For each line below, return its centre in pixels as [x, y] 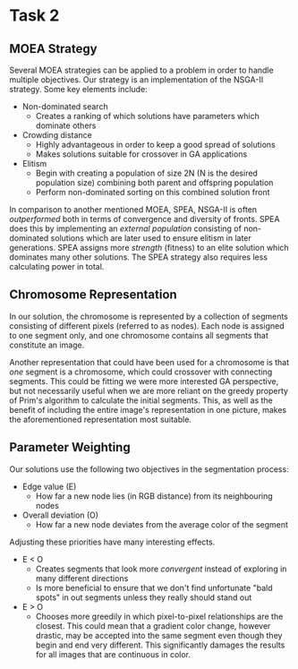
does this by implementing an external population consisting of [125, 228]
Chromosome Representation [93, 295]
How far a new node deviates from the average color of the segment [162, 524]
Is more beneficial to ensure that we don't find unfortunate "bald [154, 588]
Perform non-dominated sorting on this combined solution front [153, 192]
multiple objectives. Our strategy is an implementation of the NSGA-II [136, 80]
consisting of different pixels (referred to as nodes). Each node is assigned [147, 326]
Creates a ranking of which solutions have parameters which [147, 116]
